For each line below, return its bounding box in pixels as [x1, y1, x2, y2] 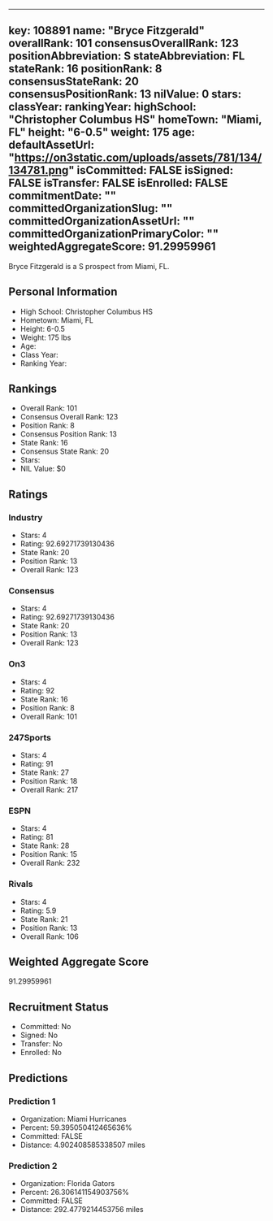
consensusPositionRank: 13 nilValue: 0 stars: [8, 87, 242, 102]
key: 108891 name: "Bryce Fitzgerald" [8, 24, 206, 37]
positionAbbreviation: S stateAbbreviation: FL [8, 50, 245, 63]
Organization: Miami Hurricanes [19, 1114, 128, 1123]
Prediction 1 [8, 1095, 56, 1106]
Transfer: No [19, 1039, 63, 1049]
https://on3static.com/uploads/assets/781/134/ [14, 151, 262, 165]
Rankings [8, 382, 57, 396]
